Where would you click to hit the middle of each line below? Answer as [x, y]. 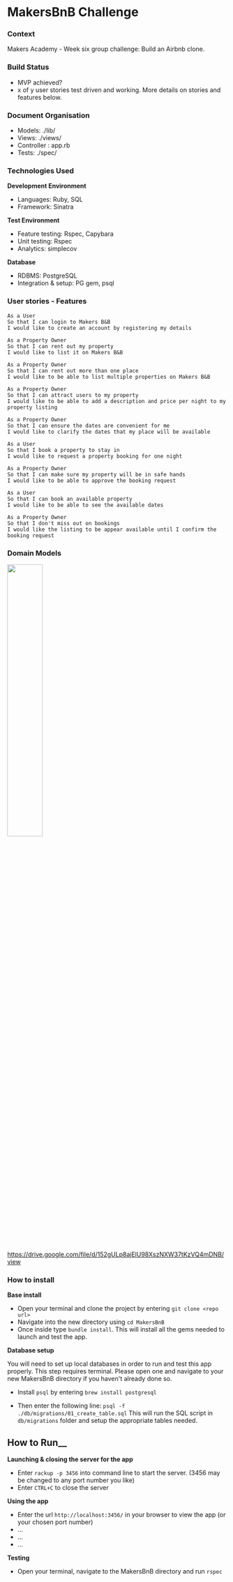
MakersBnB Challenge [73, 12]
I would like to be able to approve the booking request [92, 481]
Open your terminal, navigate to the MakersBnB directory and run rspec [120, 1572]
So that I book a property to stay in [63, 450]
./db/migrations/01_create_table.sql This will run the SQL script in [115, 1413]
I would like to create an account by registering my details [99, 328]
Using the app [28, 1501]
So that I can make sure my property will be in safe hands [97, 474]
